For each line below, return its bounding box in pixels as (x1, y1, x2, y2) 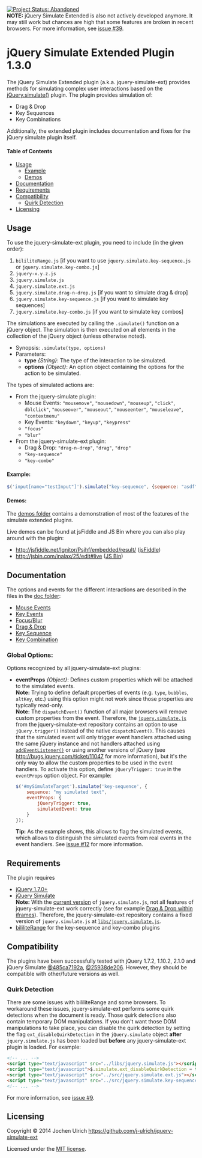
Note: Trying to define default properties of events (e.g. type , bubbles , (15, 689, 189, 696)
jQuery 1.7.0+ (15, 886, 49, 893)
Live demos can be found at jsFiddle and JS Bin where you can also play (7, 528, 186, 535)
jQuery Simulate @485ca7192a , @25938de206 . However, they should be (7, 964, 188, 971)
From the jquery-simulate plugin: (15, 392, 97, 400)
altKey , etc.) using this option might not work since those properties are (15, 695, 194, 702)
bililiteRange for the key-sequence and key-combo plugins (15, 924, 161, 931)
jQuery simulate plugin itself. (7, 133, 77, 141)
